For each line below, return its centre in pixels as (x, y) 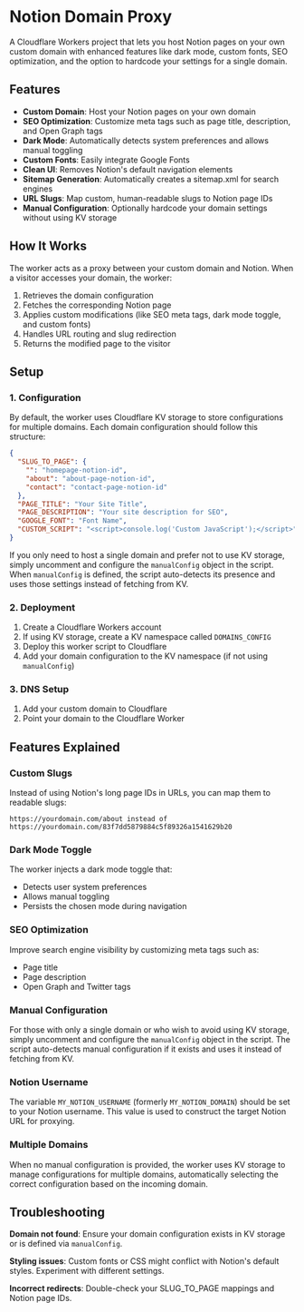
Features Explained (65, 747)
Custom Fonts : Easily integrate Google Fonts (106, 160)
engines (38, 189)
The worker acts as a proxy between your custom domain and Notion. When (152, 268)
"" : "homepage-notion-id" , (76, 470)
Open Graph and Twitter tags (76, 986)
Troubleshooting (57, 1213)
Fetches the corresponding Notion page (97, 305)
